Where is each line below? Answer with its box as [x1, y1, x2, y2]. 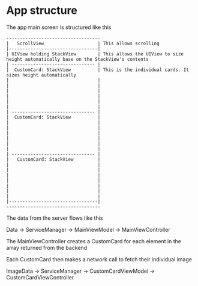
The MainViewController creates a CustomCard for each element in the [6, 237, 182, 244]
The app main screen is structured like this [6, 23, 112, 31]
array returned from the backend [6, 244, 88, 251]
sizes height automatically [6, 72, 77, 78]
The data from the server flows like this [6, 214, 103, 222]
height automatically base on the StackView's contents [6, 56, 149, 62]
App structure [6, 4, 78, 17]
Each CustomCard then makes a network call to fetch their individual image [6, 255, 192, 263]
